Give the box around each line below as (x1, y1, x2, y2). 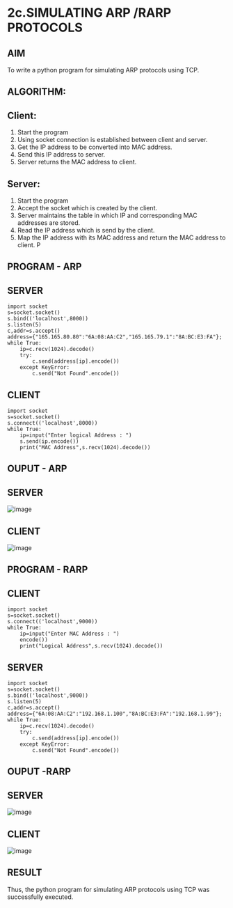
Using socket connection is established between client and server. (17, 136, 208, 144)
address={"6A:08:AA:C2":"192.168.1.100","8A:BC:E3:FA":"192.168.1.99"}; (7, 710, 223, 718)
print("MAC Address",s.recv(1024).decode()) (19, 444, 151, 451)
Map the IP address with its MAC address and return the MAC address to (17, 233, 226, 242)
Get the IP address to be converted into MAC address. (17, 143, 172, 151)
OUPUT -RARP (7, 766, 72, 778)
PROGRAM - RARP (7, 564, 88, 576)
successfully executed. (7, 893, 74, 901)
